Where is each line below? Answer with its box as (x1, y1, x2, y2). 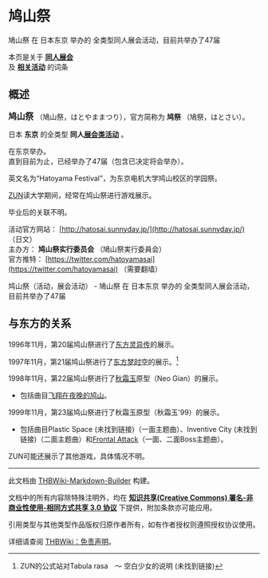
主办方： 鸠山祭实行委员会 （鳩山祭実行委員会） (8, 244, 166, 254)
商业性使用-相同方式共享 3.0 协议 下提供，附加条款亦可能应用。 (8, 503, 217, 513)
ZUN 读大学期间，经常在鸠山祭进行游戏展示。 (8, 190, 156, 200)
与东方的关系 (8, 317, 72, 331)
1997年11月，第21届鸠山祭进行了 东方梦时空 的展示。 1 (8, 355, 179, 366)
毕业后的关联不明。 (8, 207, 72, 216)
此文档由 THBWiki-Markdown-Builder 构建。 (8, 476, 154, 485)
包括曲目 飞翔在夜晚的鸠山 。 (19, 390, 112, 400)
